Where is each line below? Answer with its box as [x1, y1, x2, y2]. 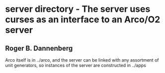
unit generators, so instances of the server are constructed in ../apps [5, 63, 147, 68]
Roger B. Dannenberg [5, 44, 73, 52]
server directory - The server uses [5, 3, 151, 15]
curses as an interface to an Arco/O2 [5, 14, 161, 25]
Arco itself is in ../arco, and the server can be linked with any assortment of [5, 57, 159, 63]
